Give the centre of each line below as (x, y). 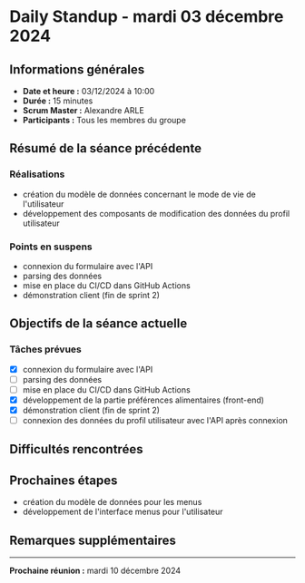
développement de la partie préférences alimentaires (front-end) (143, 400)
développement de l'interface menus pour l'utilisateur (123, 512)
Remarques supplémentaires (93, 540)
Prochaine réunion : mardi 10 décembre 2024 (95, 571)
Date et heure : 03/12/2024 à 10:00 (89, 91)
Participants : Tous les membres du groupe (104, 120)
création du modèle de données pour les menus (112, 502)
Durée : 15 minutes (58, 101)
